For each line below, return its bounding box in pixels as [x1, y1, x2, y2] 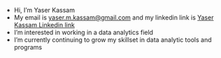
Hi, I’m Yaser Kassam [13, 6, 76, 14]
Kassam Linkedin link [13, 21, 75, 29]
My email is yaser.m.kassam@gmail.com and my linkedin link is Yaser [13, 13, 214, 22]
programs [13, 43, 43, 51]
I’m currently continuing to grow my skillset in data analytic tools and [13, 36, 212, 44]
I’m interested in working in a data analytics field [13, 28, 154, 36]
